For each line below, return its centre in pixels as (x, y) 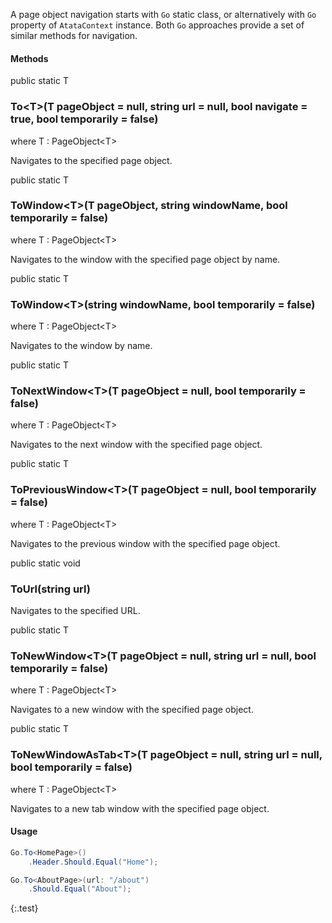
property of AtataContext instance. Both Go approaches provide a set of (157, 25)
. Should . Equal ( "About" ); (80, 889)
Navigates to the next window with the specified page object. (136, 445)
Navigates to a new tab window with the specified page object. (140, 808)
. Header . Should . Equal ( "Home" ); (93, 862)
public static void (45, 563)
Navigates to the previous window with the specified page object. (145, 543)
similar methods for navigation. (74, 35)
